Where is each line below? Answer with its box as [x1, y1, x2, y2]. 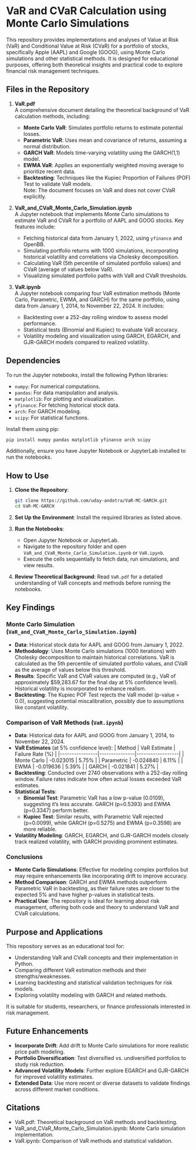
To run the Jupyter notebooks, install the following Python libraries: [6, 371, 168, 378]
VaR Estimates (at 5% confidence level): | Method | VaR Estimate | [14, 744, 176, 751]
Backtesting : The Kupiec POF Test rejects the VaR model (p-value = [14, 691, 180, 698]
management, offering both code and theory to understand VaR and [14, 904, 179, 911]
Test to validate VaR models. [23, 180, 92, 187]
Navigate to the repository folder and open [23, 543, 127, 550]
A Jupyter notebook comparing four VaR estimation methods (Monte [14, 290, 181, 297]
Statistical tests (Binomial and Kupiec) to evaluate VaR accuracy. [23, 326, 179, 333]
